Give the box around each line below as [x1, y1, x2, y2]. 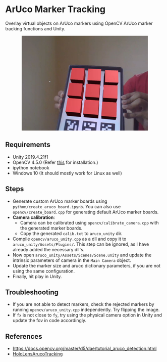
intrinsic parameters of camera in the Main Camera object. [12, 257, 131, 263]
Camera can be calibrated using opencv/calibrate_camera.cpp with [20, 219, 159, 225]
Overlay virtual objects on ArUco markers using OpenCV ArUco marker [5, 20, 153, 26]
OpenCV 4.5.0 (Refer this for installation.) [12, 159, 98, 165]
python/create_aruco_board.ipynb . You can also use [12, 203, 121, 209]
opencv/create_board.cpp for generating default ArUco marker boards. [12, 209, 159, 215]
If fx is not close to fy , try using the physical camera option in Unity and [12, 312, 162, 318]
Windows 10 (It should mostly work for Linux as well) [12, 170, 122, 176]
